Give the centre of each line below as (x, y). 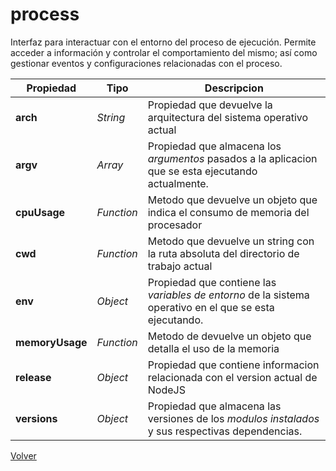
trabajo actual (180, 266)
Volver (23, 455)
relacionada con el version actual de (232, 377)
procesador (175, 225)
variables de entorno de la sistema (228, 295)
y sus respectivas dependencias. (225, 431)
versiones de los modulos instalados (233, 418)
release (33, 377)
